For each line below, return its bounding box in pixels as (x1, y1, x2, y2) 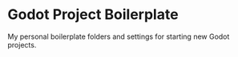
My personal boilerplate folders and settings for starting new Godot (7, 32, 230, 41)
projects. (7, 40, 37, 49)
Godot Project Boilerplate (7, 6, 179, 24)
